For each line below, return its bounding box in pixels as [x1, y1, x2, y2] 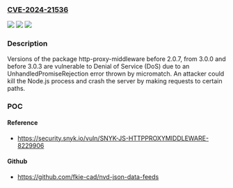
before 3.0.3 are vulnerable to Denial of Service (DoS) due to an [7, 62, 190, 70]
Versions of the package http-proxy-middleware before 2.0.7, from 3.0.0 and [7, 54, 226, 63]
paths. [7, 84, 26, 92]
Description [7, 39, 48, 49]
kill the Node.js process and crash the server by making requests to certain [7, 76, 223, 85]
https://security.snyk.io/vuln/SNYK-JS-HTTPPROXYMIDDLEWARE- [17, 134, 209, 142]
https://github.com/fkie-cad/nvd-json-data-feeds [17, 172, 159, 181]
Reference [7, 119, 38, 127]
